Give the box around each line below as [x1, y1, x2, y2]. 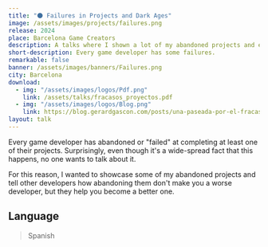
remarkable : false [8, 57, 69, 65]
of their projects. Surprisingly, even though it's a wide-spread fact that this [8, 145, 254, 155]
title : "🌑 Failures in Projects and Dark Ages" [8, 11, 172, 20]
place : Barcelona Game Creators [8, 33, 116, 42]
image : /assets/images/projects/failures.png [8, 19, 162, 27]
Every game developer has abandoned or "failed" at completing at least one [8, 137, 258, 147]
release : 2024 [8, 26, 56, 34]
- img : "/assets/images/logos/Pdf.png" [15, 85, 148, 94]
